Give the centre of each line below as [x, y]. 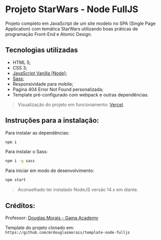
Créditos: [20, 206]
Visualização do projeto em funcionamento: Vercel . [71, 105]
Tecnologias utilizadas [42, 50]
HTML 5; [22, 62]
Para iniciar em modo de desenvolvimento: [50, 170]
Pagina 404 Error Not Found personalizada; [58, 89]
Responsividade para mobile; [43, 84]
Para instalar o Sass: [27, 152]
